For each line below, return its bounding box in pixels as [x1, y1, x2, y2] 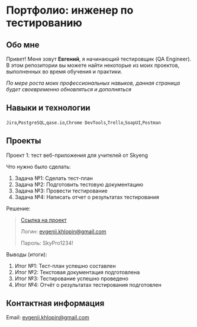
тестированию [6, 16, 83, 30]
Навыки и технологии [6, 103, 91, 113]
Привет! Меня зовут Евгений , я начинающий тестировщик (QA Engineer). [6, 56, 192, 62]
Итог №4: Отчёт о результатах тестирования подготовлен [14, 281, 162, 288]
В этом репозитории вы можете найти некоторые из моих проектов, [6, 62, 180, 69]
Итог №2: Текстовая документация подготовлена [14, 268, 140, 275]
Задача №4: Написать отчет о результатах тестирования [14, 193, 160, 200]
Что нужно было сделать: [6, 163, 71, 170]
